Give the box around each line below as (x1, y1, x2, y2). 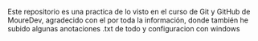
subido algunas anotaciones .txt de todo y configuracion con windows (7, 24, 240, 33)
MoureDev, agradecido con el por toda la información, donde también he (7, 15, 248, 25)
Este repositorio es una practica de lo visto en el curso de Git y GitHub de (7, 7, 251, 16)
